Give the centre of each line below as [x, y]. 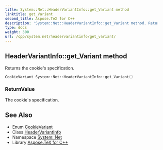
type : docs [16, 28]
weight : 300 [17, 32]
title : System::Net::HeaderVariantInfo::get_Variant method [67, 9]
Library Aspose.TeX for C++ [40, 142]
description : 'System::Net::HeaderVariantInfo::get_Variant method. [76, 23]
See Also [19, 115]
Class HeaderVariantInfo [37, 132]
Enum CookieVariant [32, 127]
